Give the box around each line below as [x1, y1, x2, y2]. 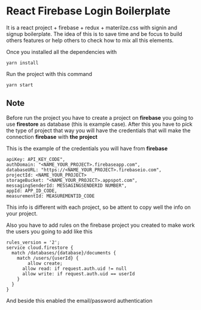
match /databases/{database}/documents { [11, 250, 117, 256]
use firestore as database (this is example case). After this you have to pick [6, 120, 193, 127]
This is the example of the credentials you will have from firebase [6, 145, 168, 152]
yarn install [6, 60, 39, 66]
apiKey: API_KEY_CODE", [6, 156, 66, 162]
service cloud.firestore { [6, 244, 74, 251]
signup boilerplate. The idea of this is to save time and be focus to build [6, 30, 182, 37]
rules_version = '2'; [6, 239, 60, 245]
